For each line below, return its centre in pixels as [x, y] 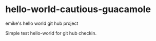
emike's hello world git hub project [42, 23]
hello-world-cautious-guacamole [78, 9]
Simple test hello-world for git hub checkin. [51, 33]
